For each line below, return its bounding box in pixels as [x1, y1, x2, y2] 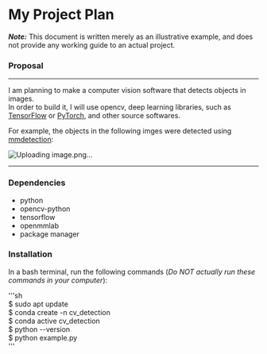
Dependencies [8, 177, 66, 188]
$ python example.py [8, 333, 78, 342]
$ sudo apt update [8, 299, 69, 309]
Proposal [8, 60, 44, 71]
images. [8, 94, 34, 104]
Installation [8, 248, 53, 260]
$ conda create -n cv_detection [8, 307, 111, 317]
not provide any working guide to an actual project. [8, 40, 176, 49]
